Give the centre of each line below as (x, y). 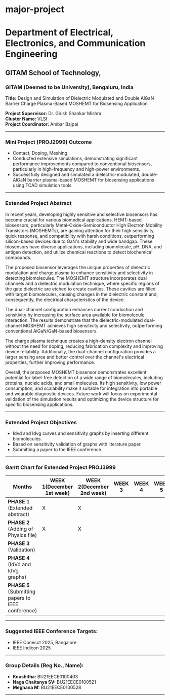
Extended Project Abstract (38, 203)
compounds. (18, 257)
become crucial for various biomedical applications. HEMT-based (73, 219)
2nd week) (93, 493)
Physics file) (22, 535)
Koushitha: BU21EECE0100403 (45, 676)
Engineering (31, 54)
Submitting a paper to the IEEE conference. (57, 449)
